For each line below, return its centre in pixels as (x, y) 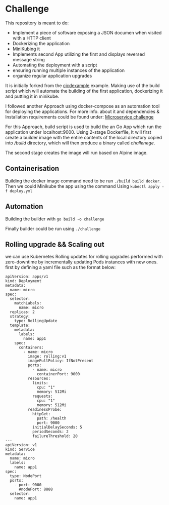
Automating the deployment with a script (55, 65)
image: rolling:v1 (47, 357)
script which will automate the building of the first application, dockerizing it (84, 91)
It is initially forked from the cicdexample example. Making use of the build (82, 85)
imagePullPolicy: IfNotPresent (61, 361)
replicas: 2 (22, 312)
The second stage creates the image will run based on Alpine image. (76, 152)
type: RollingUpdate (36, 321)
